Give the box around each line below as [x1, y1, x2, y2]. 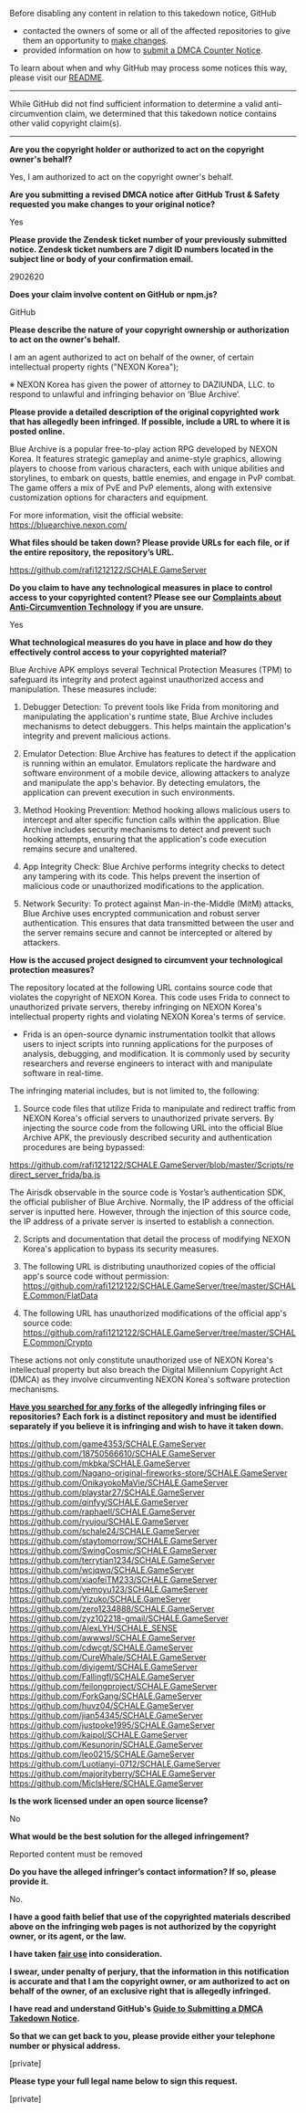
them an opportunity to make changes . [22, 36, 168, 46]
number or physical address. [9, 2040, 121, 2051]
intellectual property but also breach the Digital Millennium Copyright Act [9, 1365, 283, 1375]
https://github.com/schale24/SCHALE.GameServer [9, 1526, 200, 1536]
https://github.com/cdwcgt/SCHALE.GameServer [9, 1642, 194, 1653]
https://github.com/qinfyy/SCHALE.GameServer [9, 1497, 189, 1507]
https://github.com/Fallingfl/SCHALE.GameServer [9, 1671, 195, 1682]
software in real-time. [22, 1068, 104, 1078]
